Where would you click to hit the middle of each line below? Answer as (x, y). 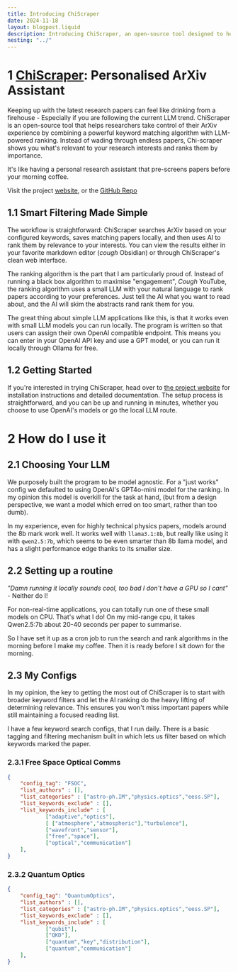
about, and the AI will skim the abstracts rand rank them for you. (101, 304)
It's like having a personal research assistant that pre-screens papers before (119, 169)
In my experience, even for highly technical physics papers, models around (117, 525)
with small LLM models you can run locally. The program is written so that (115, 325)
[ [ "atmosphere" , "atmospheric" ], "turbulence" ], (117, 823)
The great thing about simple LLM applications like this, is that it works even (118, 317)
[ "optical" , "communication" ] (88, 843)
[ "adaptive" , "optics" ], (80, 817)
